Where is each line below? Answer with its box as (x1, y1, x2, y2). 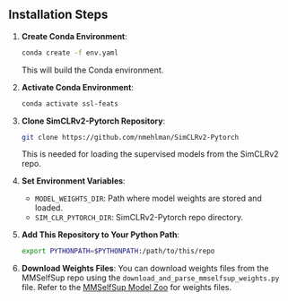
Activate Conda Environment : (21, 82, 134, 92)
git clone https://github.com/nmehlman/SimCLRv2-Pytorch (21, 133, 240, 142)
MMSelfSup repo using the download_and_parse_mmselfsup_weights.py (21, 272, 280, 283)
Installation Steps (8, 7, 109, 22)
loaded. (34, 202, 64, 213)
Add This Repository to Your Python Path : (21, 229, 180, 240)
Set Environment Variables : (21, 176, 127, 186)
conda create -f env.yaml (21, 48, 118, 57)
